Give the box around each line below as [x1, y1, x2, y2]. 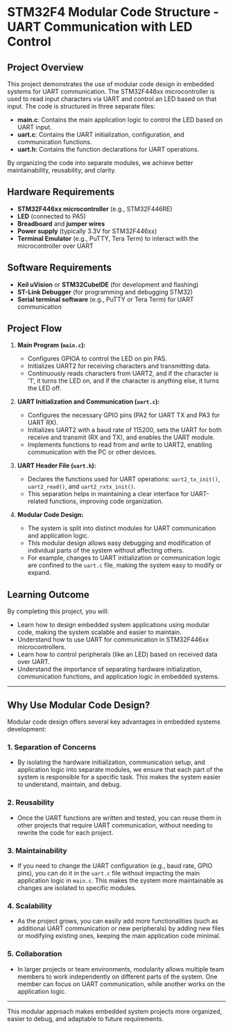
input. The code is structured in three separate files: [7, 102, 156, 110]
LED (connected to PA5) [17, 212, 87, 220]
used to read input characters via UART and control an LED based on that [7, 95, 217, 103]
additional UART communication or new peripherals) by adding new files [17, 924, 225, 933]
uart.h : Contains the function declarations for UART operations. [17, 145, 200, 153]
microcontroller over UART [17, 241, 94, 250]
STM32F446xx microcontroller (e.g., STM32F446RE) [17, 205, 173, 213]
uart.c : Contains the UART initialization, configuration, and [17, 130, 185, 138]
